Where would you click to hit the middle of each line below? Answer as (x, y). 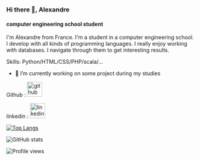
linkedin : (17, 116)
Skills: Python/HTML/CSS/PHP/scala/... (55, 62)
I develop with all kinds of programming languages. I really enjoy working (97, 44)
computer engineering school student (55, 24)
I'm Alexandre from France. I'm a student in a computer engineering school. (100, 37)
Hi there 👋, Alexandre (38, 10)
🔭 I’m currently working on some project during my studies (88, 73)
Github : (16, 95)
